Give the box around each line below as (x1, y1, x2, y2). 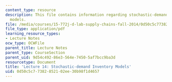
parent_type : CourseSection (5, 50, 66, 55)
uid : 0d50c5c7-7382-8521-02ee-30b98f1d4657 (5, 69, 100, 74)
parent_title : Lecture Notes (5, 45, 68, 50)
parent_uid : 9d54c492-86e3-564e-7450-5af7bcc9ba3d (5, 54, 116, 60)
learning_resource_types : (5, 31, 60, 36)
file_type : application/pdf (5, 26, 66, 32)
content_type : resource (5, 7, 56, 13)
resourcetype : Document (5, 60, 56, 65)
